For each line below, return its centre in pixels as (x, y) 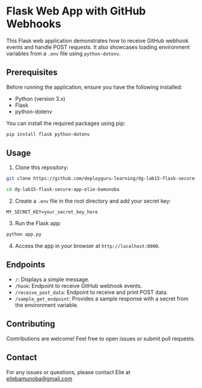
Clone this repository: (41, 168)
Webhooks (34, 24)
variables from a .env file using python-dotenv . (64, 53)
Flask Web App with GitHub (76, 11)
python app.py (24, 234)
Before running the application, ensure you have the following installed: (94, 87)
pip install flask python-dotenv (48, 134)
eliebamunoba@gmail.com (39, 378)
